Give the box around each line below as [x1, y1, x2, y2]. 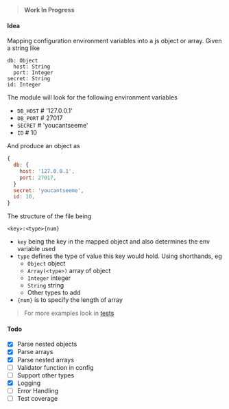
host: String [13, 63, 51, 71]
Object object [27, 259, 66, 268]
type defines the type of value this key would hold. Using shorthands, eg [16, 252, 222, 260]
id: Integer [7, 82, 41, 89]
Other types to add [27, 288, 81, 297]
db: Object [7, 58, 38, 65]
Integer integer [27, 274, 71, 282]
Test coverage [16, 394, 58, 402]
